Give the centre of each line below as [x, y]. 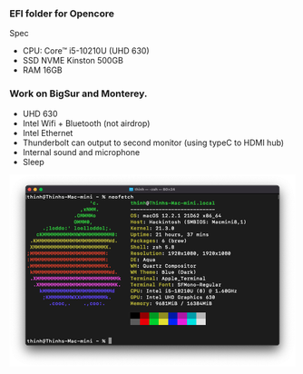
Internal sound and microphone [81, 152]
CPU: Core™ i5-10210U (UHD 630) [86, 51]
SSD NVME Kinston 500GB [73, 61]
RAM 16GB [43, 70]
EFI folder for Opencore [62, 14]
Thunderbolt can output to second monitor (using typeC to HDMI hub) [153, 143]
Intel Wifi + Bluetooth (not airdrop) [86, 123]
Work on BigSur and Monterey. [78, 93]
